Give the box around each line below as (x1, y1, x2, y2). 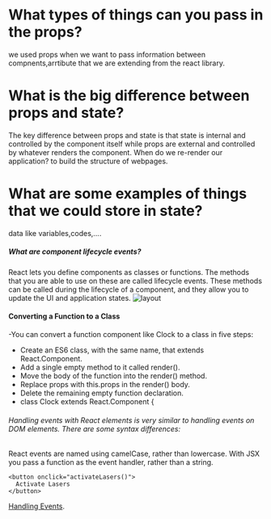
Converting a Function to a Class (8, 311, 121, 321)
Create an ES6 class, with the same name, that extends (19, 345, 205, 355)
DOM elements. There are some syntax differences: (8, 424, 180, 433)
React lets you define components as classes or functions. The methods (8, 267, 249, 276)
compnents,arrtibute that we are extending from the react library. (8, 58, 225, 68)
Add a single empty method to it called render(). (19, 362, 180, 372)
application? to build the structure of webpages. (8, 156, 168, 166)
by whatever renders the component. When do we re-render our (8, 147, 223, 157)
